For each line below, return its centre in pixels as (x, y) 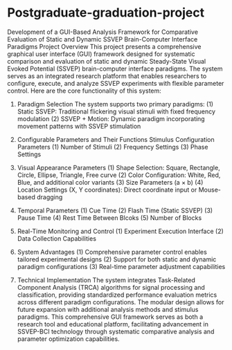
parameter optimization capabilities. (68, 339)
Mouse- (210, 190)
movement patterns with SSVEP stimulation (79, 126)
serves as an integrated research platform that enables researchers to (107, 76)
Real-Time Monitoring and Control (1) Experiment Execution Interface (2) (120, 231)
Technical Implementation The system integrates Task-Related (106, 280)
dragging (50, 197)
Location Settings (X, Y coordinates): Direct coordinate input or (107, 190)
